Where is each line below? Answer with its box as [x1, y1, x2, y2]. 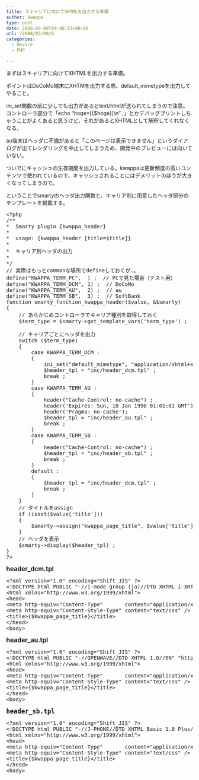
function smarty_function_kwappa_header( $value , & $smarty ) [6, 298, 182, 305]
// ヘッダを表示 [18, 535, 60, 542]
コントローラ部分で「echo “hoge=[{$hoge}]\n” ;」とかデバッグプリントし [6, 109, 187, 116]
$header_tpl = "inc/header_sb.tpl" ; [43, 450, 153, 457]
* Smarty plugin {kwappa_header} [6, 223, 107, 230]
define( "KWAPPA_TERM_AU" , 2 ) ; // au [6, 286, 122, 294]
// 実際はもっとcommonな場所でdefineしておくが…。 [6, 267, 139, 273]
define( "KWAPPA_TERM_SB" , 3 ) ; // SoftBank [6, 292, 141, 300]
